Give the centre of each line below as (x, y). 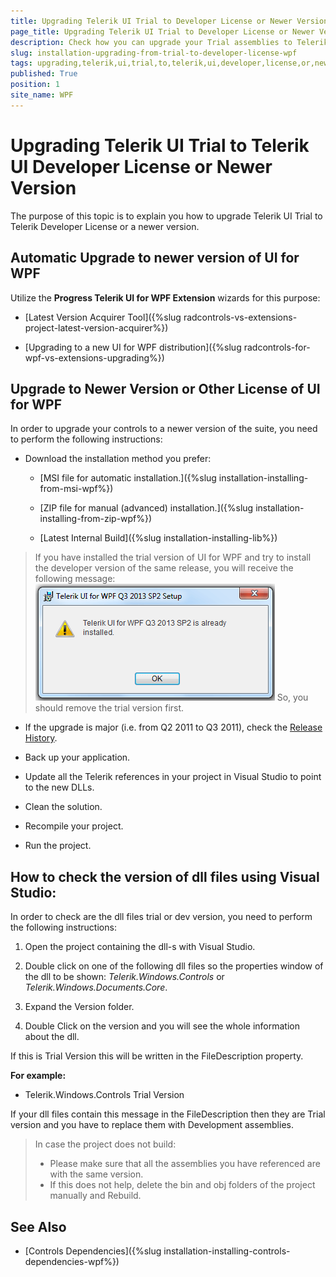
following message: (75, 579)
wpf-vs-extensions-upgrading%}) (94, 357)
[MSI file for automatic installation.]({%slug (128, 478)
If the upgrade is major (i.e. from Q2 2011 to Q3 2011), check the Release (173, 727)
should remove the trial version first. (109, 708)
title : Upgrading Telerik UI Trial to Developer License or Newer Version (169, 21)
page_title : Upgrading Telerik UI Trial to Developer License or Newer (162, 31)
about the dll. (52, 1037)
